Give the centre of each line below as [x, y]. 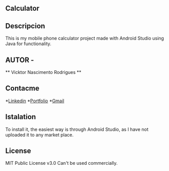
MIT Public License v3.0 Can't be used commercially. [62, 163]
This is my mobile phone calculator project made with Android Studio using [85, 39]
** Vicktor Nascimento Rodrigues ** [43, 72]
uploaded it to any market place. [39, 135]
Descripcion [25, 26]
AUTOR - [20, 60]
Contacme [22, 89]
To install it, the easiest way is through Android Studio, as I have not [77, 129]
